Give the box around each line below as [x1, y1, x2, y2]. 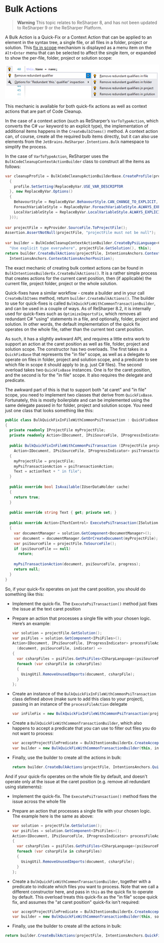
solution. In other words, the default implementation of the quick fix [5, 321, 141, 327]
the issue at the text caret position [12, 606, 81, 611]
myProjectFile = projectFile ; [14, 459, 76, 463]
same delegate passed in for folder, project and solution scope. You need [5, 402, 152, 408]
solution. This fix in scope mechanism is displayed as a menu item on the [5, 44, 152, 50]
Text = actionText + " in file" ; [14, 469, 82, 474]
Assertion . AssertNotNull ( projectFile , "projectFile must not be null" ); [5, 231, 156, 235]
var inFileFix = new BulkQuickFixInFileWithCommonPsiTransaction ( [12, 712, 150, 716]
